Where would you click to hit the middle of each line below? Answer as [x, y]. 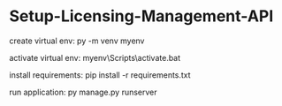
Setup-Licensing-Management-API [141, 16]
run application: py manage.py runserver [83, 92]
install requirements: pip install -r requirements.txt [100, 75]
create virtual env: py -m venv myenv [77, 41]
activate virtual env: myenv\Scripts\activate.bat [95, 57]
